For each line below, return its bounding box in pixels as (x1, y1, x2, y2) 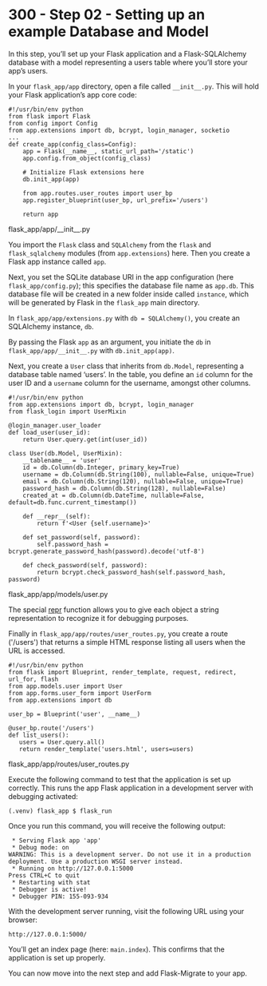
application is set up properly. (8, 952, 106, 962)
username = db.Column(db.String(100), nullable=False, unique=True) (22, 470, 255, 479)
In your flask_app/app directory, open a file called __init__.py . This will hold (8, 82, 259, 91)
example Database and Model (8, 22, 210, 41)
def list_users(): (8, 731, 69, 739)
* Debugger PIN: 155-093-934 (11, 893, 109, 901)
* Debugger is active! (11, 885, 88, 893)
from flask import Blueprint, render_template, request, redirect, (8, 668, 238, 676)
